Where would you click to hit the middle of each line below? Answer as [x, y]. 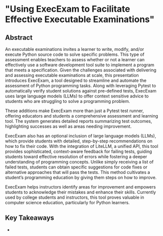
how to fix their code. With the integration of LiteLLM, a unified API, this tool [82, 146]
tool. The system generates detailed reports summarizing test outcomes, [79, 121]
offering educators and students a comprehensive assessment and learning [82, 116]
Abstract [19, 37]
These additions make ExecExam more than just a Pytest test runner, [74, 111]
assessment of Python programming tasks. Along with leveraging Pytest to [81, 86]
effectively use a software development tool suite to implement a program [80, 65]
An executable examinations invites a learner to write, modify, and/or [75, 49]
